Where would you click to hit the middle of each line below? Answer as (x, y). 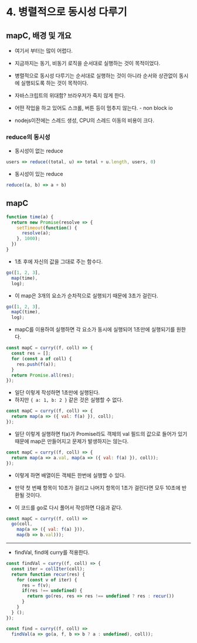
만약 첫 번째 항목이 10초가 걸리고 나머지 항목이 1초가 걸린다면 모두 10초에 (97, 488)
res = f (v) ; (36, 585)
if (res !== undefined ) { (52, 591)
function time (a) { (30, 217)
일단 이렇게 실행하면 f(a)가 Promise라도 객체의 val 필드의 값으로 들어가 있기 (101, 434)
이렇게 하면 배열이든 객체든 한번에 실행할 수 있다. (70, 475)
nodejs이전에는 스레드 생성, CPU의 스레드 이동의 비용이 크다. (84, 120)
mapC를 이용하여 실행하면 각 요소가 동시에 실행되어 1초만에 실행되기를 (95, 330)
